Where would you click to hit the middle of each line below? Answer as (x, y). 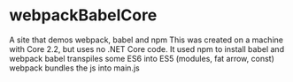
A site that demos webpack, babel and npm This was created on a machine (146, 40)
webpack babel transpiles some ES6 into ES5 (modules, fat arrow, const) (142, 58)
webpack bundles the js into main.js (74, 68)
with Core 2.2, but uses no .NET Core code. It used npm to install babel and (147, 48)
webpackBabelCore (83, 15)
